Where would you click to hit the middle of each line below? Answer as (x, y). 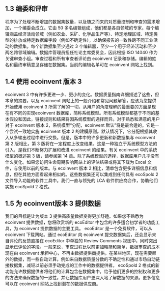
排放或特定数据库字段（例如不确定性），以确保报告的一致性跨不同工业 (83, 40)
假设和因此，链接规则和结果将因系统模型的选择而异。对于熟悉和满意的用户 (84, 119)
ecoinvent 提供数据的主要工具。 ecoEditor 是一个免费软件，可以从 (86, 229)
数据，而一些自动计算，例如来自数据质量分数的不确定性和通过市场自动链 (87, 259)
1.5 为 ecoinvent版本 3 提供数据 (53, 204)
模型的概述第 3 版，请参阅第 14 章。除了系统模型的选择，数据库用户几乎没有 (82, 156)
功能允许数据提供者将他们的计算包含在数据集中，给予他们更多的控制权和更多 (82, 271)
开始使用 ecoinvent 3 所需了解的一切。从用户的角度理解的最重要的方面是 (79, 107)
